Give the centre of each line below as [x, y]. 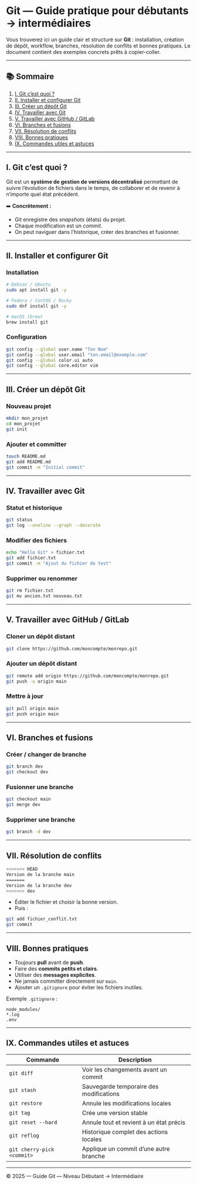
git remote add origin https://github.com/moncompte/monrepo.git [87, 676]
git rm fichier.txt [30, 591]
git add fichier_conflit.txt [42, 919]
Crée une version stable [115, 1112]
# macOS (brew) [25, 317]
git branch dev [25, 766]
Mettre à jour [25, 696]
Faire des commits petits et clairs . [56, 968]
